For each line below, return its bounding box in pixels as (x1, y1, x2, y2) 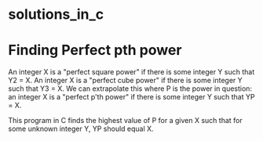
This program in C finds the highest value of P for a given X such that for (8, 116, 243, 125)
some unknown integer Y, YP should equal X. (8, 124, 155, 134)
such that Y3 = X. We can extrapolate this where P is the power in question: (8, 84, 253, 93)
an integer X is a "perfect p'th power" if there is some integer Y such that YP (8, 92, 255, 102)
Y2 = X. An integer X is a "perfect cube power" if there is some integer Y (8, 76, 243, 85)
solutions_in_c (8, 5, 104, 23)
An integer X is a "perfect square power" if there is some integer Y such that (8, 67, 255, 77)
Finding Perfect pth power (8, 42, 182, 60)
